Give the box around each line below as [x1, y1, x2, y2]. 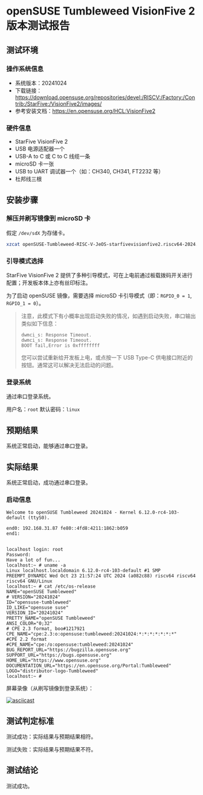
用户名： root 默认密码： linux [6, 406, 80, 413]
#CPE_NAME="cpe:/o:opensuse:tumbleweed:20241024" [6, 642, 134, 648]
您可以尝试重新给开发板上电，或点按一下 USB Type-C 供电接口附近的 [21, 354, 193, 361]
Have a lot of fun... [6, 557, 61, 563]
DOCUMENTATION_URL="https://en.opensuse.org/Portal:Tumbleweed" [6, 663, 172, 669]
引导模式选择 [6, 257, 44, 265]
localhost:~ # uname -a [6, 562, 66, 568]
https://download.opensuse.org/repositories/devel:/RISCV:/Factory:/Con [14, 94, 195, 101]
